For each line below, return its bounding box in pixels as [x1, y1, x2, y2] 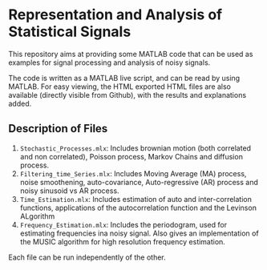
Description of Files [8, 122, 108, 135]
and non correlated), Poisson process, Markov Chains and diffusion [19, 151, 243, 161]
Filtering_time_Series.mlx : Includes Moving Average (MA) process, [19, 168, 247, 178]
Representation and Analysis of [8, 6, 223, 24]
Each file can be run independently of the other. [8, 252, 166, 262]
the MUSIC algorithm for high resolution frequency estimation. [19, 236, 226, 246]
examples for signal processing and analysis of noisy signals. [8, 58, 211, 67]
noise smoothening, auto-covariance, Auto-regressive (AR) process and [19, 177, 259, 187]
